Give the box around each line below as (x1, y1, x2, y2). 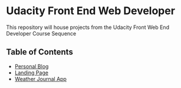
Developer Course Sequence (6, 30, 77, 37)
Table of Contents (6, 47, 74, 57)
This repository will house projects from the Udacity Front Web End (6, 24, 170, 31)
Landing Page (14, 69, 49, 76)
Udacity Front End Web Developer (6, 4, 176, 18)
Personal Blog (14, 63, 49, 70)
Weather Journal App (14, 75, 67, 82)
